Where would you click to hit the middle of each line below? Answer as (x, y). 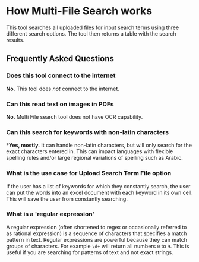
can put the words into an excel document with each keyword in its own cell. (99, 192)
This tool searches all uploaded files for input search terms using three (93, 27)
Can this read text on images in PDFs (60, 104)
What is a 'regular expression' (50, 214)
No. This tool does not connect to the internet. (63, 89)
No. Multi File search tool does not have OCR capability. (75, 116)
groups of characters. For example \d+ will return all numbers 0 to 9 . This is (98, 246)
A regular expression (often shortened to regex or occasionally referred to (97, 227)
